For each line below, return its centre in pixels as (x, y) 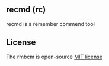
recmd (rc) (26, 10)
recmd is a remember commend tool (50, 24)
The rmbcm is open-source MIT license (54, 57)
